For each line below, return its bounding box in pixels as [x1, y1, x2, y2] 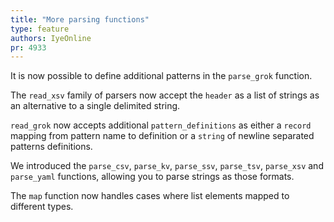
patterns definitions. [10, 141, 93, 153]
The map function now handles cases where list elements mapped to [10, 190, 290, 202]
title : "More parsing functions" [10, 14, 150, 25]
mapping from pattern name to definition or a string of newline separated [10, 130, 315, 142]
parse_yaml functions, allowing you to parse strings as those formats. [10, 171, 295, 183]
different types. [10, 201, 74, 213]
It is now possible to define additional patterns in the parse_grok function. [10, 70, 313, 82]
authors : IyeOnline [10, 33, 92, 43]
